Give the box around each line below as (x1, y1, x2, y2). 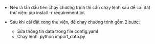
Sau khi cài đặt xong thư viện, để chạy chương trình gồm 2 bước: (9, 19, 140, 25)
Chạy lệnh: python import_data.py (17, 34, 86, 39)
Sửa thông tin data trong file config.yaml (17, 29, 99, 34)
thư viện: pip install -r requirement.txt (9, 10, 85, 15)
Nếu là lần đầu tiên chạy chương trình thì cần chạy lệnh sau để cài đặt (9, 5, 151, 10)
